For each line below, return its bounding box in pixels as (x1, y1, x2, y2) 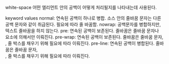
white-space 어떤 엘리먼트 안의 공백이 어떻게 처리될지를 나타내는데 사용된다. (5, 5, 157, 10)
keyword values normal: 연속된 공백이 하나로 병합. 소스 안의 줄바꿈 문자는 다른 (5, 15, 161, 21)
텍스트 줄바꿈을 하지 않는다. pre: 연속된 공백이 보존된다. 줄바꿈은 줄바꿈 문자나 (5, 28, 159, 34)
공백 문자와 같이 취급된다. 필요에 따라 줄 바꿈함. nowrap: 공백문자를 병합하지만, (5, 22, 161, 27)
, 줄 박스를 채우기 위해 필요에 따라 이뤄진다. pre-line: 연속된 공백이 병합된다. (5, 40, 155, 46)
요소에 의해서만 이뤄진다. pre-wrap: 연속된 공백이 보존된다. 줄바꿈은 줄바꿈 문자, (5, 34, 163, 40)
